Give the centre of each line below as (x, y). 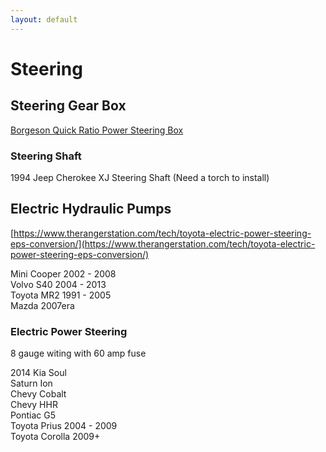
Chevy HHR (34, 405)
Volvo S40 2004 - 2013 (58, 284)
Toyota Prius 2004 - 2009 (64, 426)
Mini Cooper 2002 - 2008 (63, 273)
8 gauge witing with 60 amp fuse (78, 353)
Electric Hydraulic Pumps (91, 209)
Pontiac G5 (33, 415)
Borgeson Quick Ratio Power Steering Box (97, 130)
